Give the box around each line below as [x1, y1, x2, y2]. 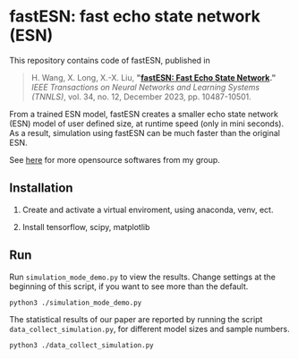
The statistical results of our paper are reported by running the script [9, 314, 263, 325]
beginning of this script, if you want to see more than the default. [9, 280, 249, 292]
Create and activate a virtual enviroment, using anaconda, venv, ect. [21, 204, 274, 215]
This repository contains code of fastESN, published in [9, 55, 210, 65]
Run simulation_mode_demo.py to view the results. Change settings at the [9, 271, 276, 282]
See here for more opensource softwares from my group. [9, 154, 221, 165]
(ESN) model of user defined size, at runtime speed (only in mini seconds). [9, 118, 285, 129]
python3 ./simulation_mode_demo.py [9, 298, 142, 307]
